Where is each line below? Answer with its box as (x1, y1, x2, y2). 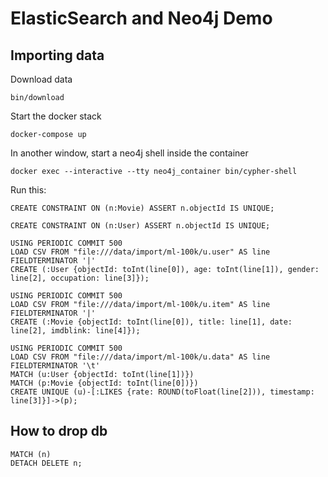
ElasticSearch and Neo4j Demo (10, 7, 273, 30)
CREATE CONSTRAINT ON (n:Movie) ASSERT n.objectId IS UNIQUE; (10, 203, 275, 213)
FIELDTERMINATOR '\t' (10, 361, 101, 371)
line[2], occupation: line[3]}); (10, 273, 150, 283)
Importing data (10, 47, 105, 64)
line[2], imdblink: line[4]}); (10, 326, 141, 336)
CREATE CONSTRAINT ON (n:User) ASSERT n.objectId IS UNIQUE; (10, 221, 271, 231)
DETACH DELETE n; (10, 458, 83, 468)
